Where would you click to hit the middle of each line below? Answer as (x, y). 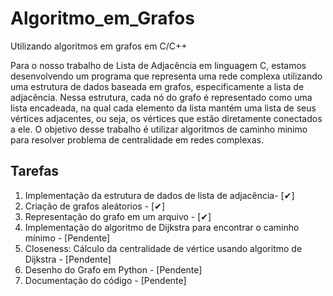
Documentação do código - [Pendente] (105, 280)
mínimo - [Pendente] (67, 238)
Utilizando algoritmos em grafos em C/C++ (99, 46)
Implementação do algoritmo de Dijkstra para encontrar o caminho (162, 227)
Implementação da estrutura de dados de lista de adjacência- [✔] (159, 195)
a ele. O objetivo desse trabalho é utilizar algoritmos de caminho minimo (159, 129)
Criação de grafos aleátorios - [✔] (94, 206)
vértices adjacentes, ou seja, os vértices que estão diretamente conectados (166, 118)
